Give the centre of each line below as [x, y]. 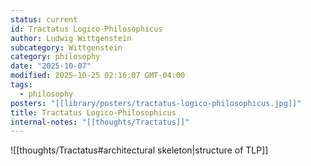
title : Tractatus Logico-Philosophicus [93, 112]
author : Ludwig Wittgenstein [71, 38]
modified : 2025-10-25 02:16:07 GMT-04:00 [98, 76]
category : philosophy [55, 57]
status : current [44, 19]
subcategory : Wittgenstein [66, 47]
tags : [21, 85]
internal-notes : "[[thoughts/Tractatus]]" [100, 122]
